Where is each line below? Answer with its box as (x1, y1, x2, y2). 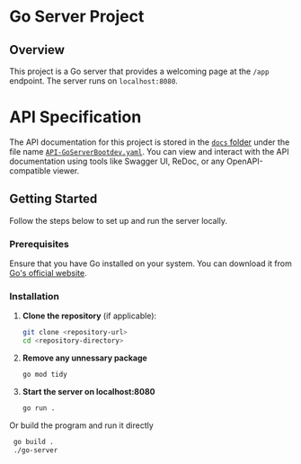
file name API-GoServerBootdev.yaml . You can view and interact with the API (9, 146, 289, 156)
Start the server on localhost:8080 (22, 386, 155, 397)
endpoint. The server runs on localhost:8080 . (9, 76, 178, 86)
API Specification (9, 107, 142, 128)
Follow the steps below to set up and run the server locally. (9, 215, 227, 226)
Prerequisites (9, 237, 69, 250)
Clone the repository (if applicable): (22, 310, 157, 321)
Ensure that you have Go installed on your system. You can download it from (9, 258, 292, 269)
